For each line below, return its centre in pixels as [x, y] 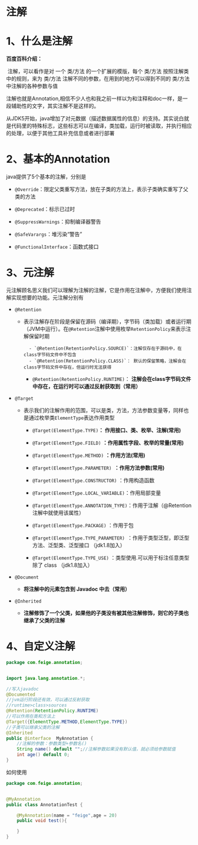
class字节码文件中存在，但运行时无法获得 [67, 367]
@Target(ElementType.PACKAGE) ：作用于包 [83, 525]
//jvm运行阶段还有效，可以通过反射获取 [48, 700]
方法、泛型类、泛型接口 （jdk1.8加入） [79, 545]
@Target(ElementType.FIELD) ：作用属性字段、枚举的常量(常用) [108, 443]
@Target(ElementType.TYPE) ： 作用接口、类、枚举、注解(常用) [107, 430]
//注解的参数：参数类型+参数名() [52, 744]
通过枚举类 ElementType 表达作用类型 [72, 417]
